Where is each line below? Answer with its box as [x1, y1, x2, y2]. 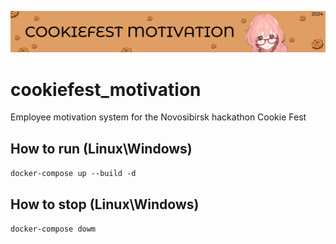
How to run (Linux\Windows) [10, 140, 193, 157]
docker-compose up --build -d [10, 169, 137, 179]
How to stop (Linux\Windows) [10, 196, 200, 213]
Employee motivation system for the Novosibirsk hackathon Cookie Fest [10, 111, 307, 123]
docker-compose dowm [10, 224, 97, 234]
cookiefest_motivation [10, 78, 202, 101]
